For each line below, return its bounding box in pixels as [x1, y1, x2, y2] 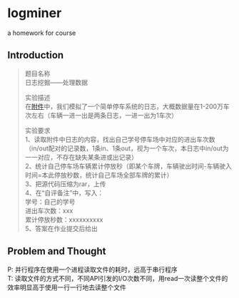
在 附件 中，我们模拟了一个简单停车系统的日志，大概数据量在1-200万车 [24, 102, 230, 111]
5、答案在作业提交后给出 [24, 224, 98, 232]
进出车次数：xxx [24, 206, 73, 215]
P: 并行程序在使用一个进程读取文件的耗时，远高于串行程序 [7, 265, 178, 274]
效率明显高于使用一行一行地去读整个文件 [7, 283, 126, 292]
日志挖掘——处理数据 [24, 78, 88, 86]
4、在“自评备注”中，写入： [24, 188, 104, 197]
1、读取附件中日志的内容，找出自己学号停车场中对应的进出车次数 [24, 135, 215, 143]
